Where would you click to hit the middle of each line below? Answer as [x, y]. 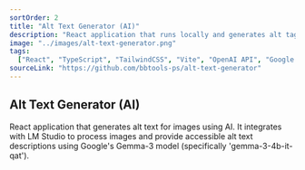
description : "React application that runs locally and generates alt [146, 34]
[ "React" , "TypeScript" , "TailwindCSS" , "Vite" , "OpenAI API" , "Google [156, 60]
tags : [20, 52]
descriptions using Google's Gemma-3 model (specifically [118, 146]
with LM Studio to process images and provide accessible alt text [131, 136]
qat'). [20, 156]
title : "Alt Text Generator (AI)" [75, 26]
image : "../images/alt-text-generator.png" [93, 43]
